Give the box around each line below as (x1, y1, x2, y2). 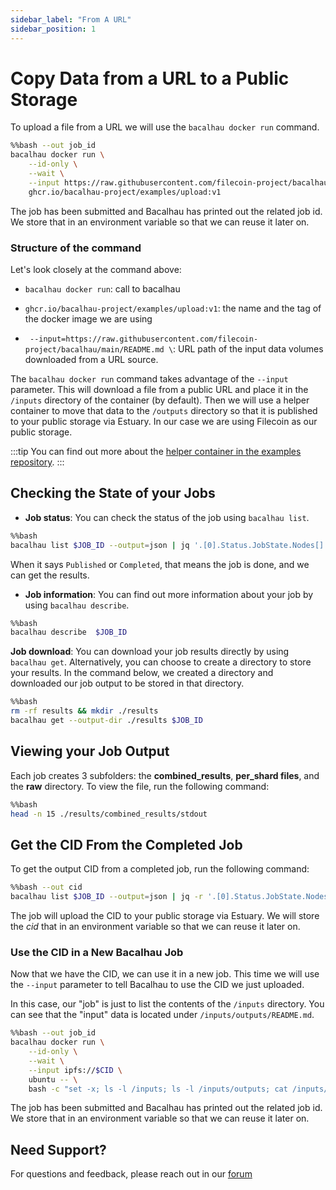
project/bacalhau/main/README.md (24, 344, 165, 355)
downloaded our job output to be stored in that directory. (10, 677, 245, 690)
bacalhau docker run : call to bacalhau (24, 282, 181, 295)
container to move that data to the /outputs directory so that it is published (10, 404, 318, 416)
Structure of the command (10, 241, 142, 255)
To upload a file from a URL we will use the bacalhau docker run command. (10, 121, 320, 133)
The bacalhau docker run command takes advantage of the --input (10, 372, 289, 385)
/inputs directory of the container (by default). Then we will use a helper (10, 394, 310, 406)
